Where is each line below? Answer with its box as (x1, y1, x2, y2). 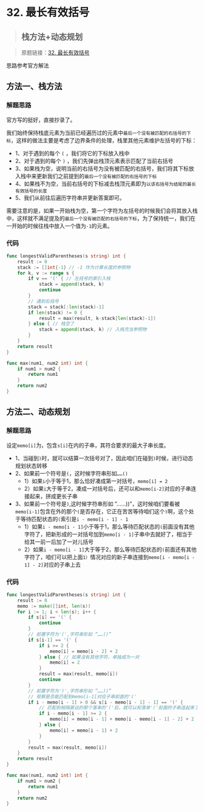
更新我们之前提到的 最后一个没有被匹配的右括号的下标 (36, 172, 157, 179)
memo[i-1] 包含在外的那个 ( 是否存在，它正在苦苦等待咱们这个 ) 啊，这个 (15, 507, 189, 515)
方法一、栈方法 (6, 82, 63, 92)
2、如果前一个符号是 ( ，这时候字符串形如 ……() (15, 470, 129, 477)
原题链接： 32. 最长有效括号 (21, 49, 90, 56)
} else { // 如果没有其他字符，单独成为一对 (38, 654, 140, 660)
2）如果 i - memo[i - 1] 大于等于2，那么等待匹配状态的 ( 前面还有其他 (24, 546, 197, 553)
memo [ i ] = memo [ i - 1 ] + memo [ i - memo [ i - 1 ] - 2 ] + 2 (49, 716, 194, 723)
